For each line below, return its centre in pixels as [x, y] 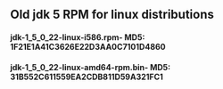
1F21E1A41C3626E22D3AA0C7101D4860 [88, 46]
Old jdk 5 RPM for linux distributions [112, 15]
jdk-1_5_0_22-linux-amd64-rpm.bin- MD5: [91, 67]
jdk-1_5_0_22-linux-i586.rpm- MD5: [78, 37]
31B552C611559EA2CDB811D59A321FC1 [87, 77]
